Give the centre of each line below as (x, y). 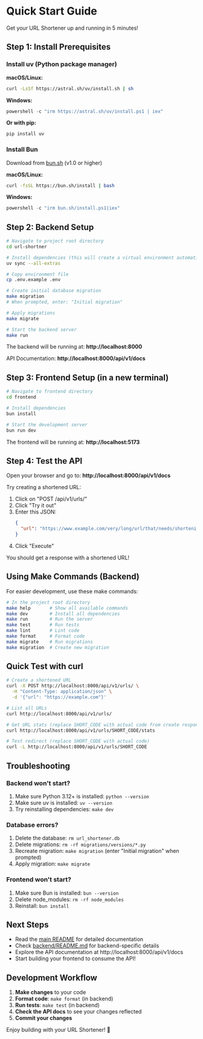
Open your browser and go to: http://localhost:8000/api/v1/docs (89, 476)
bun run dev (21, 430)
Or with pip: (21, 123)
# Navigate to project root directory (55, 241)
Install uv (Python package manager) (62, 64)
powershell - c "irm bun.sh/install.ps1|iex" (63, 208)
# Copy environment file (37, 274)
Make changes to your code (50, 992)
